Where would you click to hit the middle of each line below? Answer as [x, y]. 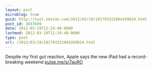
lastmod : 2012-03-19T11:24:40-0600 [43, 33]
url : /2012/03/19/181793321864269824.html [50, 42]
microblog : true [22, 14]
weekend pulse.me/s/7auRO [54, 62]
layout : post [19, 10]
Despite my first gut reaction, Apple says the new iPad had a [68, 56]
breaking [14, 62]
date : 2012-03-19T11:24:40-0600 [39, 28]
